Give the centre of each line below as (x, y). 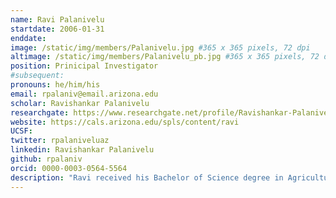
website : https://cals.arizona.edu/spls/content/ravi (125, 122)
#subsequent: (37, 76)
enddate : (28, 38)
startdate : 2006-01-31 (57, 29)
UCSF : (21, 131)
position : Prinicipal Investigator (84, 66)
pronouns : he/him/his (55, 85)
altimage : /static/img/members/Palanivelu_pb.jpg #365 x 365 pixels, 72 (165, 57)
